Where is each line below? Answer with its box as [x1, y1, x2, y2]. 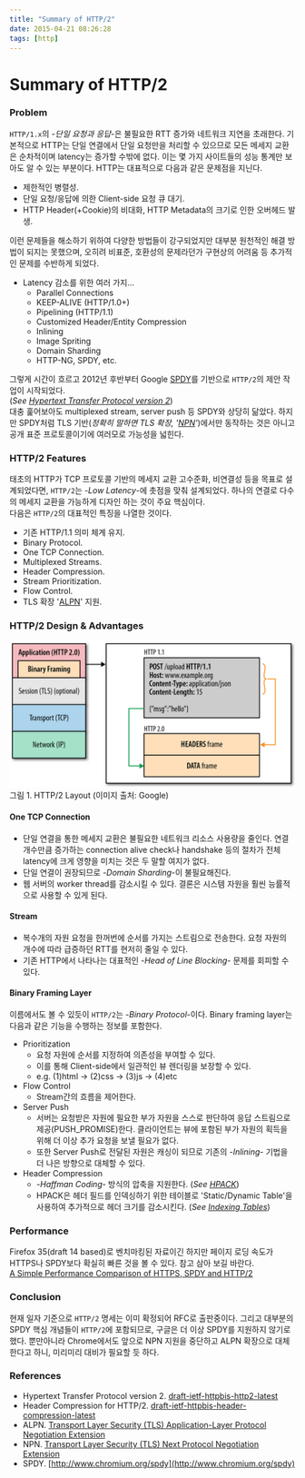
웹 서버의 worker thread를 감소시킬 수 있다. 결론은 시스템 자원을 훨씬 [22, 878, 266, 889]
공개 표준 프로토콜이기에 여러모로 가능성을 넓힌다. [9, 428, 184, 440]
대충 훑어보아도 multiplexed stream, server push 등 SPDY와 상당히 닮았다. [9, 405, 277, 417]
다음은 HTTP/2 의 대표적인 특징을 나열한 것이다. [9, 508, 172, 519]
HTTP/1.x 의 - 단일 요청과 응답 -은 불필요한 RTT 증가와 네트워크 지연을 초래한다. [9, 128, 285, 139]
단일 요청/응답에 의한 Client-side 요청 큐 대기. [22, 193, 185, 203]
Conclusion [9, 1291, 62, 1304]
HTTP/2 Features [9, 451, 87, 464]
